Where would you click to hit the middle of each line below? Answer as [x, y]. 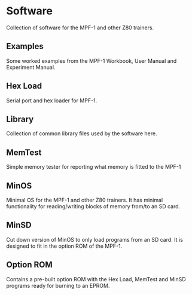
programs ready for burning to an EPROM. [58, 285]
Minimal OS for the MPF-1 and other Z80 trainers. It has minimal [85, 200]
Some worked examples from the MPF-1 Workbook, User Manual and [92, 60]
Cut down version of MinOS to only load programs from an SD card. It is [95, 239]
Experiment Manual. [31, 67]
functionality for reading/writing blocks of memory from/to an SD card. [93, 206]
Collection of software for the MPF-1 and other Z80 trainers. [80, 28]
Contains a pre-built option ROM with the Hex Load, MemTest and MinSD [96, 279]
